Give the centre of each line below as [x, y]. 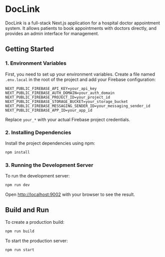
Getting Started [30, 49]
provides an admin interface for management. [52, 33]
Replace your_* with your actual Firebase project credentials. [68, 119]
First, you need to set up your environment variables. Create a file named [80, 74]
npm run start [20, 250]
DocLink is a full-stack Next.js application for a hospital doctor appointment [83, 23]
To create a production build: [35, 222]
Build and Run [27, 210]
